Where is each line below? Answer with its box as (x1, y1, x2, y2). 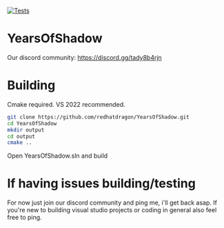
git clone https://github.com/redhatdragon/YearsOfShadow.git (7, 114, 190, 121)
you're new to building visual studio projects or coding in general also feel (7, 206, 217, 214)
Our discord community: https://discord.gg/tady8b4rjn (7, 53, 162, 61)
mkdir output (7, 126, 45, 134)
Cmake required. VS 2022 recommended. (7, 100, 125, 108)
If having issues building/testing (7, 176, 196, 191)
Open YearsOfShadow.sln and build (7, 152, 108, 160)
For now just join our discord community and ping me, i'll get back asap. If (7, 198, 217, 207)
